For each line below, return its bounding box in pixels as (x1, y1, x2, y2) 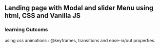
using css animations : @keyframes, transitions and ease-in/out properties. (4, 37, 156, 43)
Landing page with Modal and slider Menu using (4, 4, 154, 12)
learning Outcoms (4, 26, 48, 33)
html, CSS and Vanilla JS (4, 12, 81, 20)
